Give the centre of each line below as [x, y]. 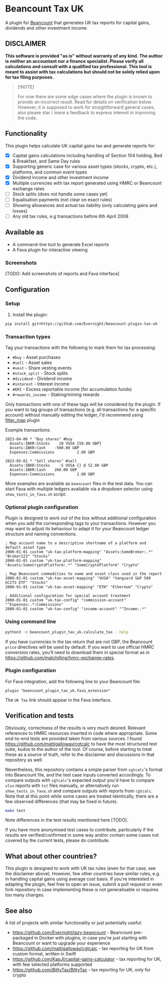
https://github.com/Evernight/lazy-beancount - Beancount [72, 932]
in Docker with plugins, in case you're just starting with [91, 938]
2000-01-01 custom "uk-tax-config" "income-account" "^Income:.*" [76, 609]
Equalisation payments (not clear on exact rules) [62, 200]
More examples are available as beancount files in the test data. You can [79, 484]
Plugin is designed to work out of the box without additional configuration [81, 518]
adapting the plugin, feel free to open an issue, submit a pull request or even [84, 884]
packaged [23, 938]
